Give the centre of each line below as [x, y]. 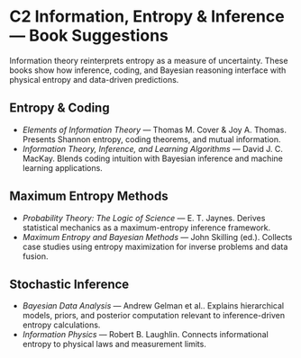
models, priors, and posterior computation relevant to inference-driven [154, 316]
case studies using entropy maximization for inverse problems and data [155, 246]
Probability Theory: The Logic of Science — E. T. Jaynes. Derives [144, 218]
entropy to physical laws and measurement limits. [114, 345]
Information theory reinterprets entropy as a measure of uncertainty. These [149, 60]
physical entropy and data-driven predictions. [94, 79]
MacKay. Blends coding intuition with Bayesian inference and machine [153, 158]
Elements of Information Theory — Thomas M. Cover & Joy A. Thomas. [154, 130]
